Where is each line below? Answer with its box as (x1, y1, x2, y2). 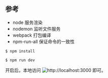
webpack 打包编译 (12, 32, 51, 38)
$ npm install (5, 48, 35, 54)
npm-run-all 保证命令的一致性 (12, 38, 75, 44)
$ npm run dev (5, 58, 35, 63)
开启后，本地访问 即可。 (5, 67, 106, 73)
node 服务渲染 (12, 19, 43, 25)
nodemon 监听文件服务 (12, 25, 61, 32)
